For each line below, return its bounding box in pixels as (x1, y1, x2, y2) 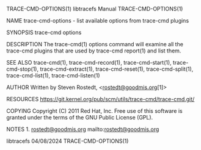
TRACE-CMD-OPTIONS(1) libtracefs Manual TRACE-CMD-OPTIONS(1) (6, 5, 183, 12)
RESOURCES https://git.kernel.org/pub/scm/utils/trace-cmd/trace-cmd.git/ (6, 96, 195, 102)
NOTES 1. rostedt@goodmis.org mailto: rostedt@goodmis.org (6, 126, 159, 133)
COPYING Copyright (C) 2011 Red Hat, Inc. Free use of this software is (6, 107, 183, 115)
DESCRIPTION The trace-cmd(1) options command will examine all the (6, 41, 183, 48)
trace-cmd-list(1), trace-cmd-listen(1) (6, 72, 100, 79)
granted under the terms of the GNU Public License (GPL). (6, 114, 153, 121)
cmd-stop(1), (6, 65, 39, 73)
